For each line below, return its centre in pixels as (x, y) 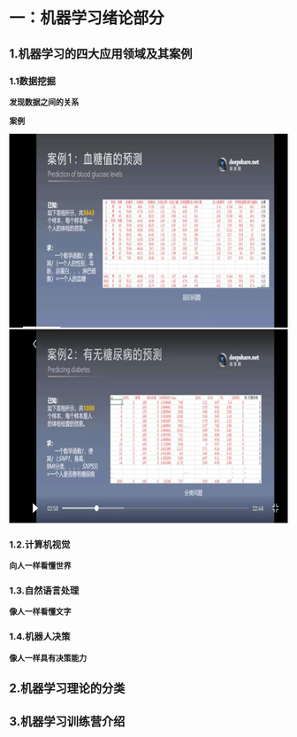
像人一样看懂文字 (40, 611)
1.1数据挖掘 (32, 81)
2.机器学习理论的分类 (67, 689)
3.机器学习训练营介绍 (67, 721)
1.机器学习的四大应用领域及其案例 (101, 54)
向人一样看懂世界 (40, 566)
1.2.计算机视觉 (40, 544)
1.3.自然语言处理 (44, 591)
